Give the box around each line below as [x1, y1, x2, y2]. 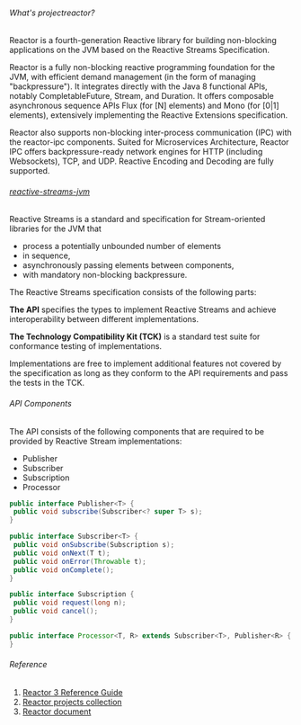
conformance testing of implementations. [9, 341, 163, 352]
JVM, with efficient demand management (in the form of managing [9, 72, 256, 83]
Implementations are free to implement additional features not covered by [9, 358, 282, 369]
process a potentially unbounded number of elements [22, 241, 222, 252]
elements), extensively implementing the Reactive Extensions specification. [9, 110, 288, 121]
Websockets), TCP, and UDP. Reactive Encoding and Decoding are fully [9, 156, 274, 166]
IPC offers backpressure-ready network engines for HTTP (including [9, 147, 263, 157]
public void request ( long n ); [13, 598, 127, 607]
